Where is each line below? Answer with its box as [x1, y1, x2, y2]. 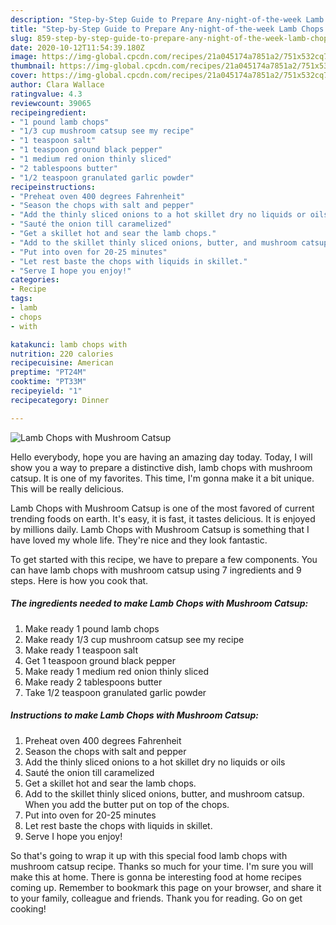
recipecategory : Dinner [10, 395, 110, 405]
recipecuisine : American [10, 358, 114, 368]
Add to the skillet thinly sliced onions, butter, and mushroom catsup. [24, 787, 305, 800]
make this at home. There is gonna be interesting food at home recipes [10, 871, 302, 883]
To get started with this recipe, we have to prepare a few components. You [10, 553, 318, 565]
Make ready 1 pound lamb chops [24, 622, 160, 635]
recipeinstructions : [10, 182, 97, 192]
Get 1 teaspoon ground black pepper [24, 654, 176, 666]
